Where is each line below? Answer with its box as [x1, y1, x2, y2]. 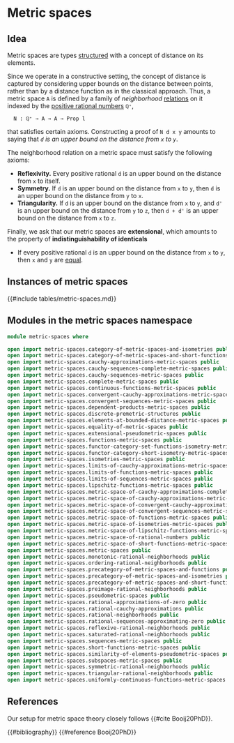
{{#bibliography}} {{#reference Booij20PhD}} [7, 728, 137, 736]
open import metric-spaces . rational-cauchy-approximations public [7, 605, 204, 612]
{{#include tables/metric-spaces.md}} [7, 294, 117, 303]
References [7, 696, 58, 707]
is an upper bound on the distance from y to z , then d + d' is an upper [17, 207, 219, 214]
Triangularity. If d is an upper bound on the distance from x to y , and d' [17, 199, 223, 207]
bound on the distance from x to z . [17, 214, 116, 222]
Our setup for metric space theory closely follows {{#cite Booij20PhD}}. [7, 714, 213, 723]
